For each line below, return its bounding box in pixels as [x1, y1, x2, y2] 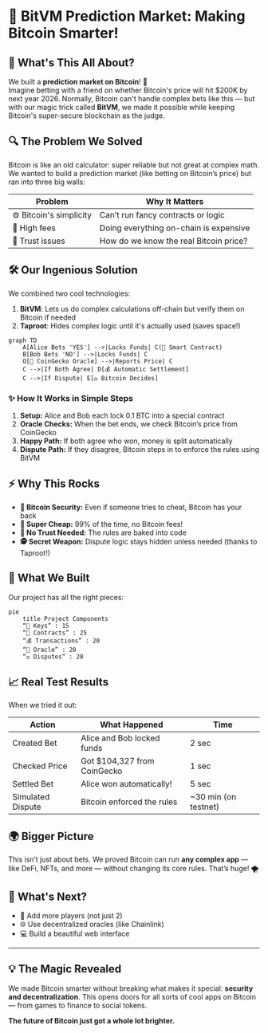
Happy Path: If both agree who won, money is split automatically [19, 436, 233, 446]
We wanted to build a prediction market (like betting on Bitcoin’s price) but [8, 168, 252, 178]
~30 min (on [190, 791, 237, 803]
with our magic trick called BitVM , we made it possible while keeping [8, 103, 235, 112]
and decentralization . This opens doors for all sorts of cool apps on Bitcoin [8, 992, 257, 1001]
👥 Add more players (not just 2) [19, 910, 123, 920]
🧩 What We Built [8, 571, 90, 585]
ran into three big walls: [8, 177, 85, 187]
